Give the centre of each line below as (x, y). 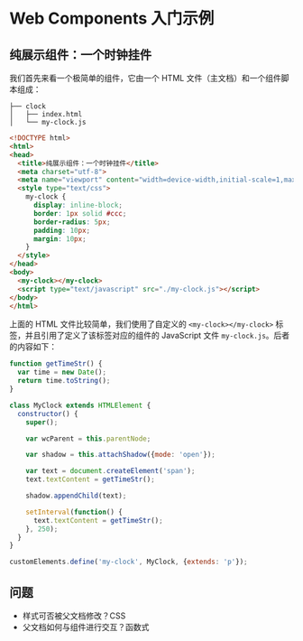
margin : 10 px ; (60, 239)
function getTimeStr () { (56, 364)
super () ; (42, 422)
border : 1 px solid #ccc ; (80, 213)
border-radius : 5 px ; (72, 222)
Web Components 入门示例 (112, 19)
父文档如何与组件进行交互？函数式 (86, 627)
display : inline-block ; (78, 205)
